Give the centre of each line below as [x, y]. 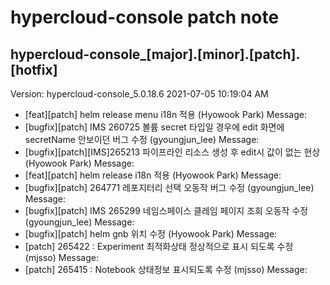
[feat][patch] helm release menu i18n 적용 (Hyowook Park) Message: [165, 114]
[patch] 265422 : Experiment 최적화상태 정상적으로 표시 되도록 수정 [159, 246]
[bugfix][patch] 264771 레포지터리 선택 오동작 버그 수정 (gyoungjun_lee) [169, 187]
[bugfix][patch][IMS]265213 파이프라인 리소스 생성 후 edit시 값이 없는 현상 [172, 152]
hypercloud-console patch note [145, 17]
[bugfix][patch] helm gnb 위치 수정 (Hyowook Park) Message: [151, 234]
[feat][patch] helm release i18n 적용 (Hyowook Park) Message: [153, 175]
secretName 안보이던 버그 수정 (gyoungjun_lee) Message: [142, 139]
